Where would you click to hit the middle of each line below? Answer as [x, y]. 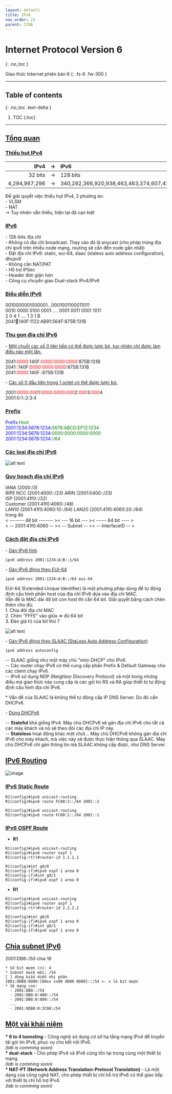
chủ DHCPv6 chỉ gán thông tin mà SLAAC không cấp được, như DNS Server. [86, 744]
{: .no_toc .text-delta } [28, 107]
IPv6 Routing [26, 761]
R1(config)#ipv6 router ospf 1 [39, 853]
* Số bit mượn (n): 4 [28, 968]
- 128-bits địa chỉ [23, 236]
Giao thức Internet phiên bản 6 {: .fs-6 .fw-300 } [56, 74]
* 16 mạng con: [21, 986]
